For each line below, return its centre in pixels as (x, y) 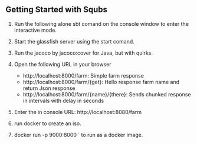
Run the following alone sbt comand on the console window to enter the (101, 24)
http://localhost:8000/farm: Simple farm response (83, 75)
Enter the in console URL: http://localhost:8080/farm (78, 112)
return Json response (49, 88)
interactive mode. (35, 30)
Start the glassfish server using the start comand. (74, 41)
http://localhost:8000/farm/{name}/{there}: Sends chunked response (107, 94)
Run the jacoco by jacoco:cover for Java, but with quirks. (83, 53)
